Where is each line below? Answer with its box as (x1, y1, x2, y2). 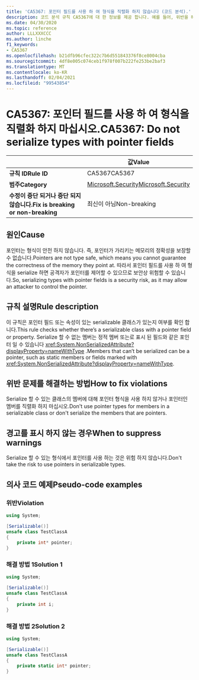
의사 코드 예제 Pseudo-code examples (6, 479, 143, 489)
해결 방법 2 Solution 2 (6, 622, 65, 630)
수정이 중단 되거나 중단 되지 (9, 191, 81, 200)
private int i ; (17, 601, 54, 607)
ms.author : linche (6, 36, 52, 42)
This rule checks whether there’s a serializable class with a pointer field (17, 326, 191, 333)
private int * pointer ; (17, 540, 73, 546)
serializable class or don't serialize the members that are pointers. (6, 409, 167, 416)
